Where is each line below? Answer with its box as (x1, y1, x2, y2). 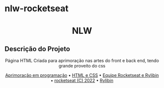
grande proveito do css (58, 63, 106, 69)
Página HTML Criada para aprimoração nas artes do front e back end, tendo (5, 58, 159, 64)
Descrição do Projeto (4, 44, 70, 53)
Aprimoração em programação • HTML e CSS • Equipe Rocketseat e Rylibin (5, 72, 159, 78)
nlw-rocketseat (4, 3, 69, 14)
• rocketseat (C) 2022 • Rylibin (51, 78, 113, 84)
